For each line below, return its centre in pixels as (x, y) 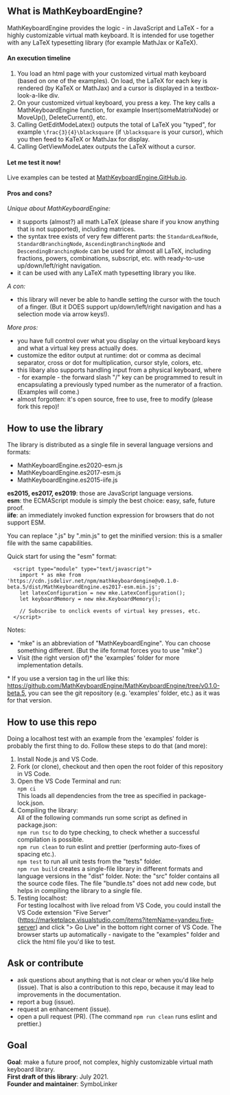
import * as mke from (50, 575)
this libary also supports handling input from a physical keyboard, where (119, 370)
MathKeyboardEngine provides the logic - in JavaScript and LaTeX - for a (111, 27)
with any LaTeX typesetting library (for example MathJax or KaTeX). (102, 42)
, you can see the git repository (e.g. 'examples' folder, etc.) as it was (123, 693)
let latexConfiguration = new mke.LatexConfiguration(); (103, 593)
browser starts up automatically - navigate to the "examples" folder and (118, 935)
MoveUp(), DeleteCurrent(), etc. (62, 118)
